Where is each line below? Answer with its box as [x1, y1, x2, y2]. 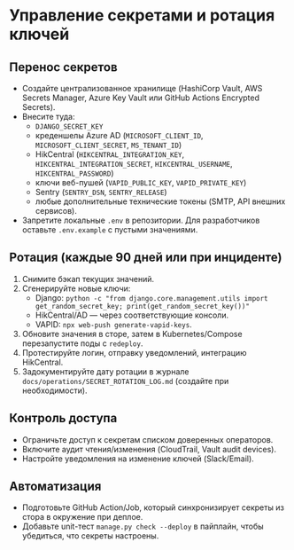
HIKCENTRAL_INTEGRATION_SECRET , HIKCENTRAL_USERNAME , [35, 159, 233, 169]
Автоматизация [9, 479, 102, 494]
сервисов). [35, 206, 77, 216]
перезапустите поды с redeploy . [21, 338, 143, 349]
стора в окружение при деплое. [21, 512, 143, 522]
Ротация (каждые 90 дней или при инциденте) [9, 250, 282, 265]
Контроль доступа [9, 411, 118, 426]
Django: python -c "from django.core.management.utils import [35, 292, 268, 302]
